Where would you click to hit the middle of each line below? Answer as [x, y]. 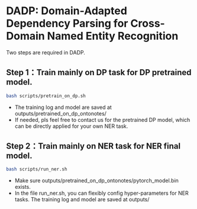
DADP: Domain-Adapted [67, 11]
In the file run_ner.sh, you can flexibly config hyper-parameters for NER [101, 193]
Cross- [148, 23]
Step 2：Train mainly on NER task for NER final [93, 146]
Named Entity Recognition [113, 36]
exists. [22, 187]
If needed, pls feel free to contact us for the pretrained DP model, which [102, 120]
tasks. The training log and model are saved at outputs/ [82, 200]
